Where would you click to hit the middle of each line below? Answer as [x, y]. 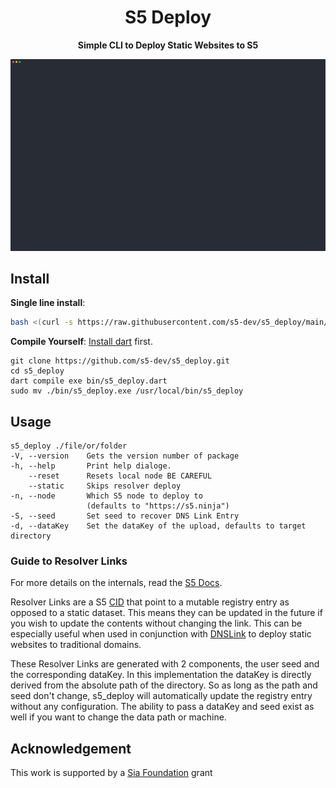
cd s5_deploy [37, 371]
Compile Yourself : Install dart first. [81, 342]
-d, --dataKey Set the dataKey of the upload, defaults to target [158, 526]
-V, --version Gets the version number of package [125, 456]
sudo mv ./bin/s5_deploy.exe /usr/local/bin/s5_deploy [127, 391]
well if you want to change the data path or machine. [118, 717]
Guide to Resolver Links [69, 561]
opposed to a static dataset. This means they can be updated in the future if [166, 613]
